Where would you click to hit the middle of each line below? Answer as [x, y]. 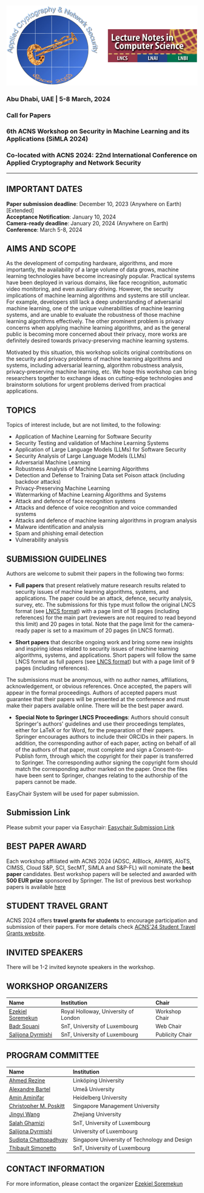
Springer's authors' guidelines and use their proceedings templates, [100, 724]
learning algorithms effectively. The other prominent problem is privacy [95, 321]
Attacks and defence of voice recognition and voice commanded [96, 508]
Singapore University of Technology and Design [132, 1140]
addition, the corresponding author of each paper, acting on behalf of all [105, 743]
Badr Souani [24, 1026]
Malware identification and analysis [59, 527]
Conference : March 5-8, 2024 [44, 229]
